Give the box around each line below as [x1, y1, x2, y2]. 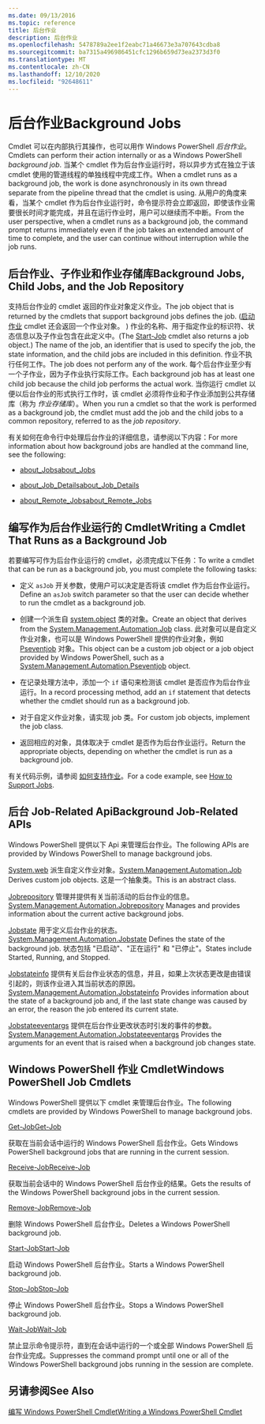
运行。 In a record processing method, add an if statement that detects [19, 688, 251, 697]
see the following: [8, 450, 66, 459]
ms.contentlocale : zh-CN [8, 63, 90, 71]
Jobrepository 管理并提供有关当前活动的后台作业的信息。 [8, 891, 195, 901]
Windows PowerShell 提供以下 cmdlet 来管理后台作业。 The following [8, 1098, 232, 1107]
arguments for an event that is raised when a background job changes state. [8, 1038, 256, 1047]
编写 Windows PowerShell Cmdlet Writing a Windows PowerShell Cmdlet [8, 1407, 243, 1416]
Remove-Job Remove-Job [8, 1203, 91, 1212]
